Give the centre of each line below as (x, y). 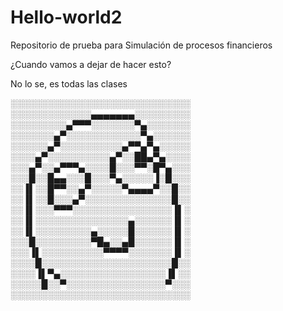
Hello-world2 (66, 17)
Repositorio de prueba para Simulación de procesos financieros (141, 45)
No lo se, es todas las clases (69, 83)
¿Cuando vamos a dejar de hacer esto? (91, 64)
